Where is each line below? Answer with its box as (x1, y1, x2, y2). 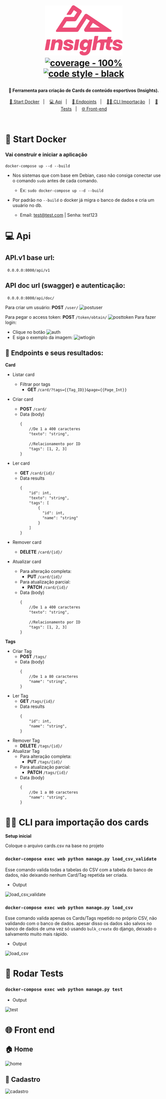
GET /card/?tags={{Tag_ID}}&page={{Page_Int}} (27, 387, 127, 393)
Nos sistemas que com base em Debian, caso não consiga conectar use (12, 172, 161, 178)
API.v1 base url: (5, 254, 55, 262)
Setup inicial (5, 833, 31, 839)
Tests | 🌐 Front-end (60, 106, 107, 112)
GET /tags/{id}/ (19, 698, 55, 704)
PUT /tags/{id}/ (27, 759, 62, 765)
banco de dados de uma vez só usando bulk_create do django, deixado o (5, 926, 157, 932)
